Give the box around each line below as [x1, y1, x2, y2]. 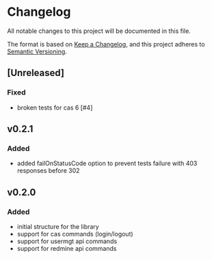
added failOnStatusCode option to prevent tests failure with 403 [16, 159, 198, 168]
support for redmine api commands [16, 245, 117, 252]
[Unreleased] [7, 67, 65, 79]
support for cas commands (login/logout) [16, 230, 133, 238]
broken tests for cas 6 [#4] [16, 103, 93, 112]
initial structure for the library [16, 223, 99, 230]
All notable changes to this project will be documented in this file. [7, 27, 191, 35]
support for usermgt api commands [16, 237, 118, 245]
